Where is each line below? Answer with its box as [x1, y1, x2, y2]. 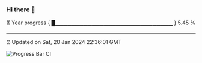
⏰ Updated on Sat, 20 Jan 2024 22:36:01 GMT [6, 39, 122, 46]
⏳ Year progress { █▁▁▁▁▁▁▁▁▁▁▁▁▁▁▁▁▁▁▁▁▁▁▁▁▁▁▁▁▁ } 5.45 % [6, 19, 196, 26]
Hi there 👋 [6, 5, 36, 14]
